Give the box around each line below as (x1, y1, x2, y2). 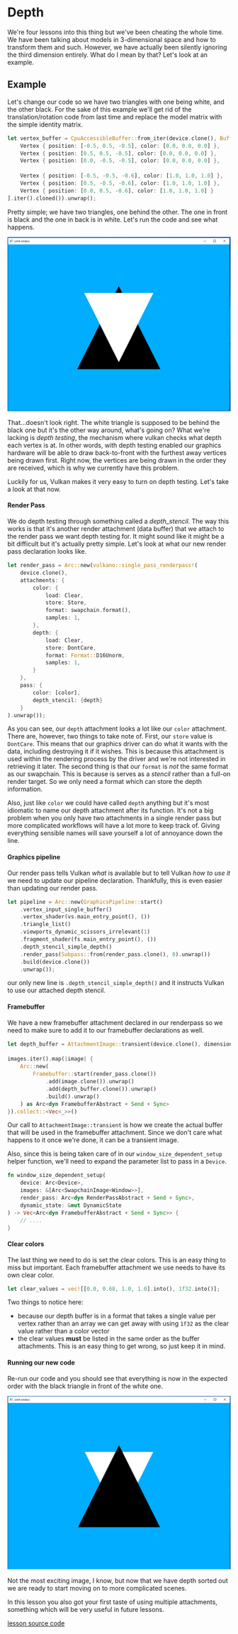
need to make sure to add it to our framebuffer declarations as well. (7, 1026, 204, 1034)
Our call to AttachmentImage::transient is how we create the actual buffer (7, 1121, 223, 1129)
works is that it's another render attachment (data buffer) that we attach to (7, 525, 225, 533)
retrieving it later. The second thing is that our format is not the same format (7, 762, 229, 771)
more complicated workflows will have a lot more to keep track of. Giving (7, 822, 220, 830)
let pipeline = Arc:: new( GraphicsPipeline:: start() (7, 898, 163, 905)
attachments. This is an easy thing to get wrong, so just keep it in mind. (17, 1342, 226, 1350)
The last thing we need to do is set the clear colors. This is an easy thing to (7, 1255, 227, 1264)
